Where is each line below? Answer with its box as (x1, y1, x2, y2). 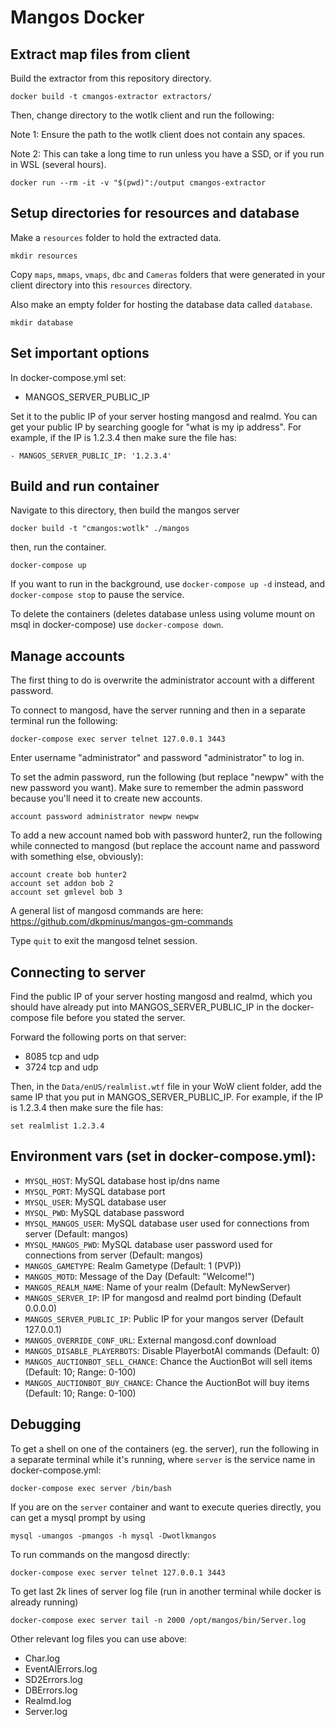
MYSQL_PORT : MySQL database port (24, 1185, 166, 1197)
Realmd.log (24, 1694, 72, 1706)
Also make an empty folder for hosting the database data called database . (10, 298, 313, 310)
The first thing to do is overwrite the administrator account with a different (10, 674, 315, 686)
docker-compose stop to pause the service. (10, 589, 185, 601)
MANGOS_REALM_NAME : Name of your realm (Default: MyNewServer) (24, 1281, 291, 1293)
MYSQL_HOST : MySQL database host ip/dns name (24, 1174, 220, 1186)
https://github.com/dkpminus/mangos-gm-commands (10, 916, 233, 928)
